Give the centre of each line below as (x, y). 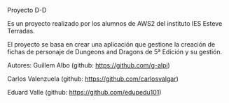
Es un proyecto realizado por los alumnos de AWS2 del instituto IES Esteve (115, 23)
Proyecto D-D (27, 10)
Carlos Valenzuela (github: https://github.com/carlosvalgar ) (93, 79)
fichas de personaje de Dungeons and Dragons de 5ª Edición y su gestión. (115, 52)
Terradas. (21, 31)
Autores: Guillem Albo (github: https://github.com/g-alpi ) (89, 65)
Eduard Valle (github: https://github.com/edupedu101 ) (84, 92)
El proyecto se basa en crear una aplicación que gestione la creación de (111, 44)
